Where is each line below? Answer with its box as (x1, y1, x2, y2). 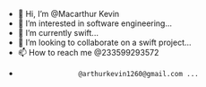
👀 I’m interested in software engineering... (17, 18, 173, 29)
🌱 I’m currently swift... (17, 28, 99, 38)
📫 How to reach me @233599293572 (17, 48, 159, 57)
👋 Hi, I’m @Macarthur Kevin (17, 9, 120, 19)
